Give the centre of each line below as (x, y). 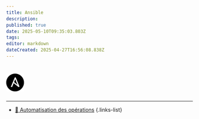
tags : (13, 38)
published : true (26, 25)
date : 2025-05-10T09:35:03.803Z (46, 31)
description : (22, 19)
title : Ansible (25, 12)
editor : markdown (28, 44)
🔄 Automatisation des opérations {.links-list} (68, 110)
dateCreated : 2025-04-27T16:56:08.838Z (55, 50)
